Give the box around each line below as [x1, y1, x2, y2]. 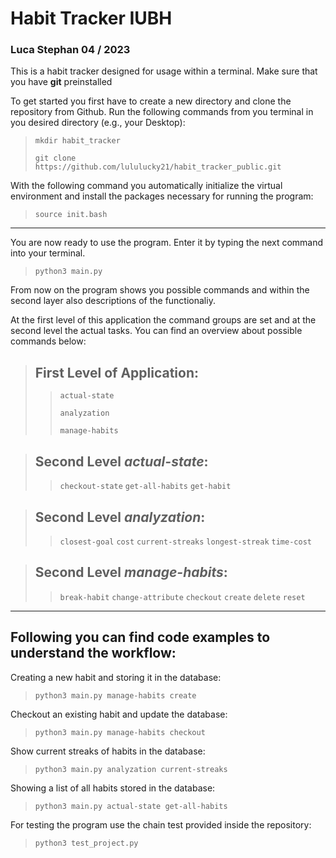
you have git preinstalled [10, 76, 113, 88]
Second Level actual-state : [34, 453, 209, 470]
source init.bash [34, 210, 108, 220]
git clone [34, 153, 77, 164]
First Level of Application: [34, 364, 200, 381]
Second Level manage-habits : [34, 564, 228, 581]
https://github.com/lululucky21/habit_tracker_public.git [34, 162, 282, 172]
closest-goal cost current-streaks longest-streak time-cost [59, 537, 312, 547]
